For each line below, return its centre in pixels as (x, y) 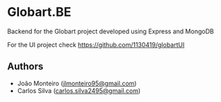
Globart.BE (39, 12)
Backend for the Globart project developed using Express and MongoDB (110, 31)
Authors (25, 67)
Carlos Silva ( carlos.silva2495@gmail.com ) (79, 90)
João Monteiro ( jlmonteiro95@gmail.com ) (77, 83)
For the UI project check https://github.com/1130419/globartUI (96, 44)
